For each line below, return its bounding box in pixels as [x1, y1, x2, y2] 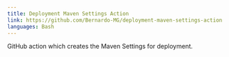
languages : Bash [7, 23, 54, 30]
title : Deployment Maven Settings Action [7, 10, 129, 17]
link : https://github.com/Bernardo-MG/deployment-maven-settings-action [7, 17, 223, 24]
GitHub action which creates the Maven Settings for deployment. [7, 42, 193, 51]
